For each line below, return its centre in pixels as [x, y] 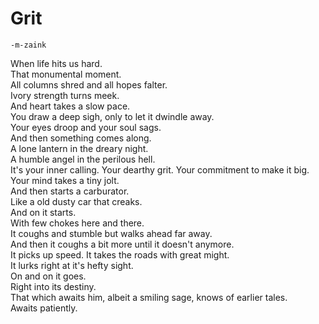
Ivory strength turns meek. [65, 95]
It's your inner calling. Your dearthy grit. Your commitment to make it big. [160, 169]
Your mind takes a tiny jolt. [65, 180]
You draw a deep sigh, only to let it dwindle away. [112, 116]
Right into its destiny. [53, 286]
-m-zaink [28, 45]
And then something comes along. [81, 138]
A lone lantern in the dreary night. [79, 148]
